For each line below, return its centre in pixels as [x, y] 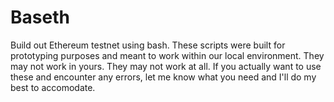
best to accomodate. [53, 87]
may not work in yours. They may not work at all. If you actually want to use [166, 66]
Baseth [40, 17]
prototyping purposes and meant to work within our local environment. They [167, 55]
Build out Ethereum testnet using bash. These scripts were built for [148, 45]
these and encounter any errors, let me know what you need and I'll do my [163, 77]
